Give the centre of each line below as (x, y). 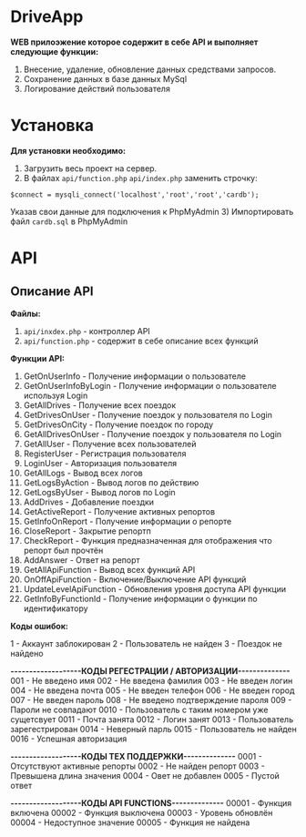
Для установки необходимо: (68, 150)
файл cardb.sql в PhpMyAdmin (69, 221)
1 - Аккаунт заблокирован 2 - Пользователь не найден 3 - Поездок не (147, 643)
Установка (52, 126)
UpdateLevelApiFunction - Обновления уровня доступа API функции (155, 588)
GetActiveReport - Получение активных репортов (119, 511)
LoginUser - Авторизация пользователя (100, 463)
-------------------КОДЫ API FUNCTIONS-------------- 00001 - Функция (151, 802)
